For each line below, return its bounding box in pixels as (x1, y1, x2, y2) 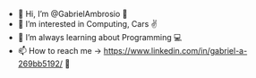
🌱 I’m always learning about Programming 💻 (17, 32, 183, 42)
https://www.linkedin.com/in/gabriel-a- (103, 46, 248, 56)
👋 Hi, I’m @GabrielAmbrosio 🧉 (17, 9, 128, 19)
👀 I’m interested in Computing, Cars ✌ (17, 19, 158, 29)
